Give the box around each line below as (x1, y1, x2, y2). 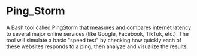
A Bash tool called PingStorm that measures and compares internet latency (6, 24, 192, 31)
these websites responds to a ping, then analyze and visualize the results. (6, 43, 189, 50)
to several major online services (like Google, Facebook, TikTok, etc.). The (6, 30, 189, 37)
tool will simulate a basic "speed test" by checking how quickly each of (6, 36, 182, 43)
